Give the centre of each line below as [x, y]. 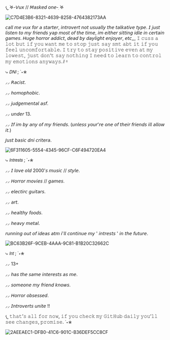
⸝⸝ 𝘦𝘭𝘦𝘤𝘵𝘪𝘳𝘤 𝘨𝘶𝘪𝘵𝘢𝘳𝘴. [25, 191]
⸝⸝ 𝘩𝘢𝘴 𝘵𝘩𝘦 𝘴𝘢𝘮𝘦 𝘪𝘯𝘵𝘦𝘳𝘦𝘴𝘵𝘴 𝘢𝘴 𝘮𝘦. [41, 274]
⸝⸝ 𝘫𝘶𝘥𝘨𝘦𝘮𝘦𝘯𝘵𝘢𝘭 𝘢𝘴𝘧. [27, 103]
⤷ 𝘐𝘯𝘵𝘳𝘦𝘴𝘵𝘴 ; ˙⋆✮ [19, 160]
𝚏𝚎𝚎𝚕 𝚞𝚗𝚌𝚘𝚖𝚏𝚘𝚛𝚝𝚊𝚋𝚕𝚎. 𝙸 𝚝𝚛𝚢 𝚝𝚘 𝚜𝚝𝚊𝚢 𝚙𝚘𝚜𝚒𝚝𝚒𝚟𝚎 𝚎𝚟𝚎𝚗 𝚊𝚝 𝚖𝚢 [79, 50]
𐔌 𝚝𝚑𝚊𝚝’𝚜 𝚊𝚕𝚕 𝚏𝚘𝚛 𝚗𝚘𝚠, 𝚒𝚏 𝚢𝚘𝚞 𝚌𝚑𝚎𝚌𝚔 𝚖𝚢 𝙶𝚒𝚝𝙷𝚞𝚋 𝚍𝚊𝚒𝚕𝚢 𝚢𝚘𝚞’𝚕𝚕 [81, 316]
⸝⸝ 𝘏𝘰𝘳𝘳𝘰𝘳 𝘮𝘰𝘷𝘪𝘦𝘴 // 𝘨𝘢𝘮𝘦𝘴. [35, 181]
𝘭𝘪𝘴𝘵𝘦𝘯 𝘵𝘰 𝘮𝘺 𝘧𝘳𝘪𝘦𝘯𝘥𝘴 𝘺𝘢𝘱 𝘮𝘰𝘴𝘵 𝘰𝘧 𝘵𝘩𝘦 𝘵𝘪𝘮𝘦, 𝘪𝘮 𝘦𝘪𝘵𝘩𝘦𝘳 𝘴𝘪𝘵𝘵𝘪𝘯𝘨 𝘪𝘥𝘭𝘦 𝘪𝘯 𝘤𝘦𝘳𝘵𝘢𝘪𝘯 [85, 33]
